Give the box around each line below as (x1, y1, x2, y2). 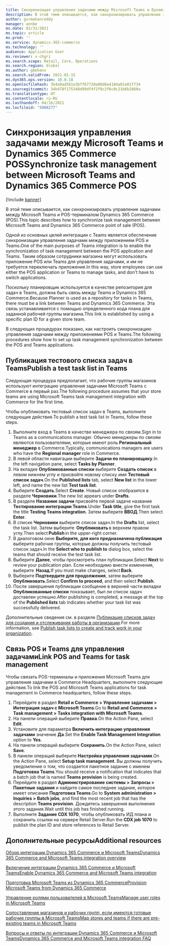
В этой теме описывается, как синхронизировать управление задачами (6, 206, 161, 212)
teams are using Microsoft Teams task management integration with (6, 393, 146, 399)
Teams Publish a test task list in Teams (6, 364, 127, 373)
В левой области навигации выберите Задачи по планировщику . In (13, 455, 157, 461)
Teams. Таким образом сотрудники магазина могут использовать (6, 253, 147, 259)
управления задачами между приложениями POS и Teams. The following (6, 331, 161, 337)
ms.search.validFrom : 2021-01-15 (6, 73, 76, 78)
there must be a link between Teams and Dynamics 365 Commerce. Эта (6, 300, 155, 306)
